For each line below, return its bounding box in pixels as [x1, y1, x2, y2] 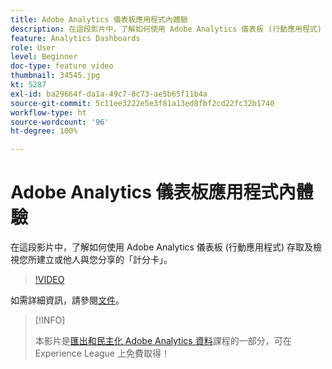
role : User [10, 42, 56, 53]
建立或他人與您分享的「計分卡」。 [36, 254, 173, 266]
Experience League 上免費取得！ [34, 347, 170, 360]
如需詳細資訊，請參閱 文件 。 [10, 294, 125, 306]
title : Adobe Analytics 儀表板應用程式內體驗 [10, 14, 188, 25]
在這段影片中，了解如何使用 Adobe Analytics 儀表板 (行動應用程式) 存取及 [10, 241, 313, 253]
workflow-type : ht [10, 107, 87, 118]
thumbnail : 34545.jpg [10, 71, 101, 81]
